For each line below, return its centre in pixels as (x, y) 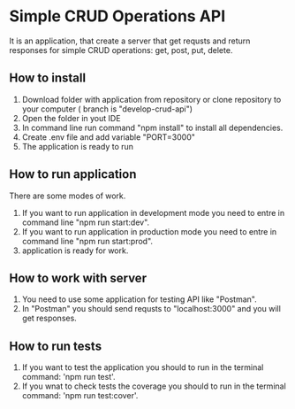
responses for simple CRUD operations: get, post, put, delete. (121, 50)
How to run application (73, 174)
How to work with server (78, 278)
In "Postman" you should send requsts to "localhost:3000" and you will (151, 309)
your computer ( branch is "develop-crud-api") (107, 109)
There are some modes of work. (68, 196)
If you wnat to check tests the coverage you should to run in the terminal (154, 386)
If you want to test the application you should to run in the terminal (143, 367)
